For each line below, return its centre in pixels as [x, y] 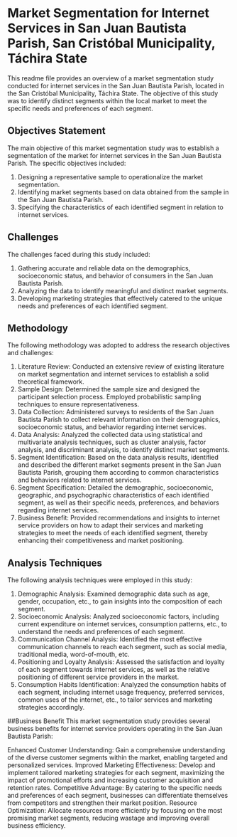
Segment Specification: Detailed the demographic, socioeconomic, [116, 488]
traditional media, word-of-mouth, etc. [73, 654]
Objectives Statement [56, 131]
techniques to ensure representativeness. [78, 404]
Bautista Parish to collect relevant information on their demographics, [119, 420]
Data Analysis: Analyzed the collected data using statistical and [110, 435]
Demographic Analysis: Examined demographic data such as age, [114, 594]
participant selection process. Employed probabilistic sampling [109, 397]
